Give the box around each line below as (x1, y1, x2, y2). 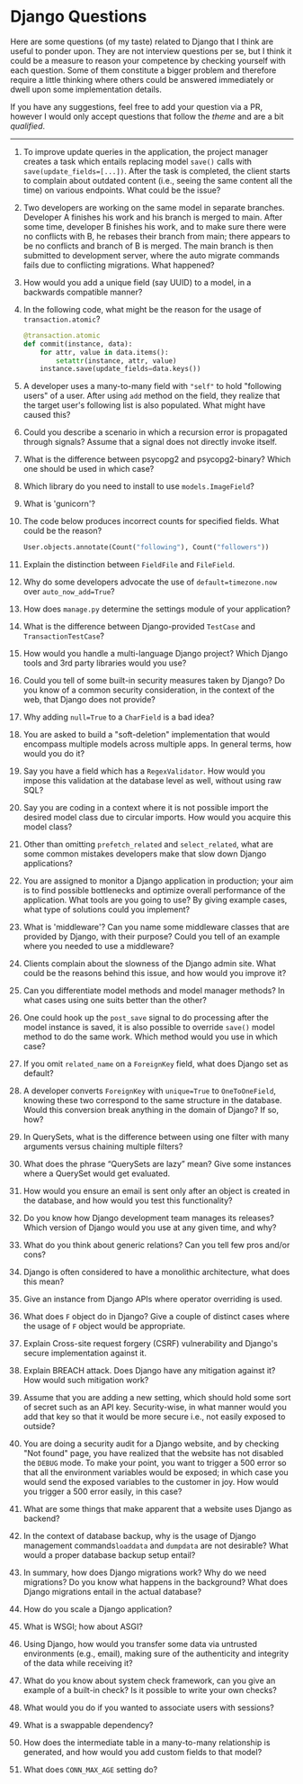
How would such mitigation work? (22, 1375, 149, 1386)
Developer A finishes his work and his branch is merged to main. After (22, 212, 283, 222)
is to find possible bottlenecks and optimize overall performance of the (22, 885, 286, 896)
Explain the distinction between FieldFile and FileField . (22, 559, 236, 570)
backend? (22, 1513, 60, 1524)
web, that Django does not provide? (22, 694, 156, 705)
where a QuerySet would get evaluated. (22, 1168, 171, 1179)
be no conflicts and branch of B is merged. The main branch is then (22, 240, 273, 251)
